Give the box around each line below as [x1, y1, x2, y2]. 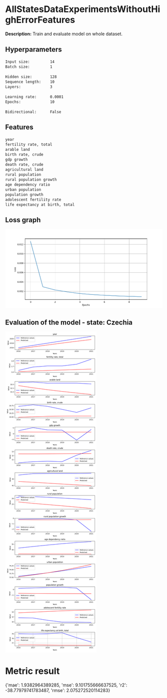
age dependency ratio [5, 182, 50, 187]
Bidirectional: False [5, 109, 61, 114]
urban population [5, 187, 41, 192]
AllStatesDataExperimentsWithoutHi [5, 4, 160, 15]
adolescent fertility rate [5, 197, 61, 202]
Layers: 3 [5, 84, 52, 89]
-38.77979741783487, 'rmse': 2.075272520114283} [5, 687, 110, 693]
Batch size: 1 [5, 64, 52, 69]
